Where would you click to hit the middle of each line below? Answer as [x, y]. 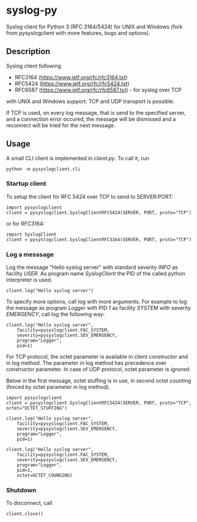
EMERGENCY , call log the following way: [56, 315]
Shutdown [21, 490]
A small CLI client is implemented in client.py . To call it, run [77, 158]
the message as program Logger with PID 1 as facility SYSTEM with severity [98, 308]
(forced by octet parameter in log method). [58, 387]
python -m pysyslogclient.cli [43, 169]
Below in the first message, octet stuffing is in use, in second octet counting [98, 381]
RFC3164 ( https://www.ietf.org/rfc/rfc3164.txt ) [71, 77]
